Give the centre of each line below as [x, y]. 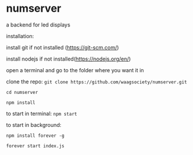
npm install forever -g [35, 136]
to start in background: [34, 124]
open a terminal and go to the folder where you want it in [75, 70]
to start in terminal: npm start [42, 113]
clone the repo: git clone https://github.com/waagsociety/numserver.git [97, 82]
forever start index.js [35, 146]
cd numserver [22, 92]
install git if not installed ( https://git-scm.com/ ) [63, 47]
